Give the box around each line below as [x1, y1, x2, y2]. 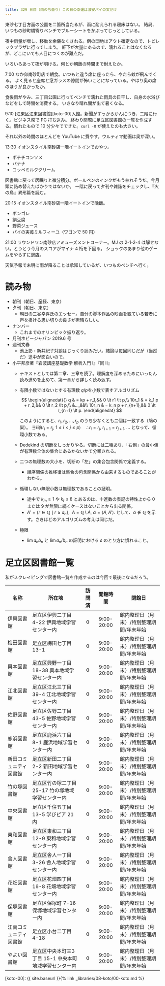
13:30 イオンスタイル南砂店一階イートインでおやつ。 [5, 144, 112, 150]
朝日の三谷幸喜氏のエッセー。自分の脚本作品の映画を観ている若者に [19, 311, 158, 317]
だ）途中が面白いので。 [19, 354, 67, 360]
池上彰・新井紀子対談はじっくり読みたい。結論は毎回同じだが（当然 [19, 348, 158, 354]
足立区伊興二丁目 [32, 612, 72, 619]
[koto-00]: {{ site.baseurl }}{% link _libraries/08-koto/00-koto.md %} [5, 976, 145, 982]
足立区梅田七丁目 [32, 640, 72, 647]
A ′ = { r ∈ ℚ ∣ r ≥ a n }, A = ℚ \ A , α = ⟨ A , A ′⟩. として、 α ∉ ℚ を [27, 509, 152, 516]
